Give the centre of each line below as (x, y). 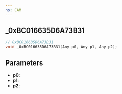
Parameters (24, 63)
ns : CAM (14, 10)
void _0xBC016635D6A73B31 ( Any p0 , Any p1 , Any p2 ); (61, 47)
